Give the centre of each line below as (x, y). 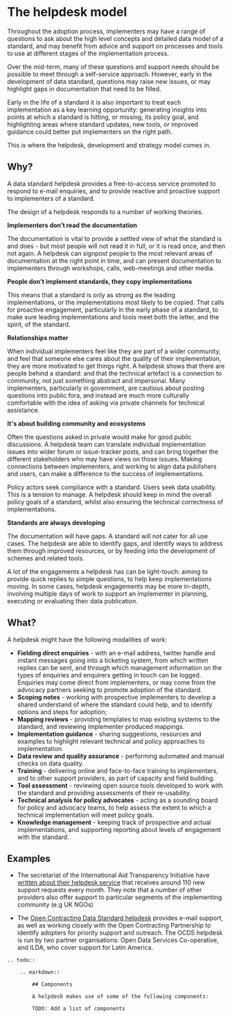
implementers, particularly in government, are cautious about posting (106, 388)
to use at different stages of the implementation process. (88, 53)
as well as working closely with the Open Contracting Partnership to (114, 925)
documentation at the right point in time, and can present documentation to (114, 260)
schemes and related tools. (46, 558)
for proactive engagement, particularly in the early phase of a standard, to (113, 310)
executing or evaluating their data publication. (73, 601)
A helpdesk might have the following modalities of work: (87, 639)
